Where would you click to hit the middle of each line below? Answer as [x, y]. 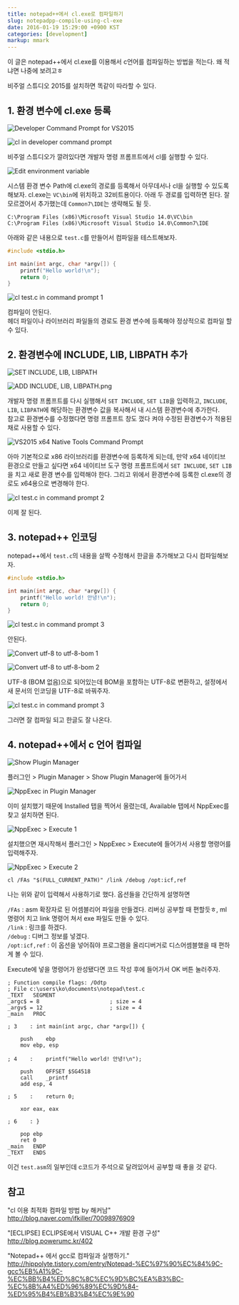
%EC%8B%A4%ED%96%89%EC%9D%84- [73, 1286]
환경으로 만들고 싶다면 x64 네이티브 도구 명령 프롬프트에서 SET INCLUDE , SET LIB [119, 465]
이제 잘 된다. [25, 513]
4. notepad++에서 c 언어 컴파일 [75, 744]
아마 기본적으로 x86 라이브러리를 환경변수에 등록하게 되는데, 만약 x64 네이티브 [117, 457]
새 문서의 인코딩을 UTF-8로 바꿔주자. [59, 691]
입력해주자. [23, 853]
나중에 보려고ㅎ [41, 71]
